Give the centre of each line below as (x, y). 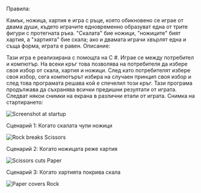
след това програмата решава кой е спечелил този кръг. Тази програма (99, 83)
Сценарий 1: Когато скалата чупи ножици (59, 125)
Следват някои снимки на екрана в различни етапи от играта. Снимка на (101, 96)
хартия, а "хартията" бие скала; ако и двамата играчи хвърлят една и (96, 39)
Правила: (18, 9)
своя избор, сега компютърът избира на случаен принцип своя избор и (99, 77)
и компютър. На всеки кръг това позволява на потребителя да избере (97, 64)
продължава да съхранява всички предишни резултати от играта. (91, 89)
